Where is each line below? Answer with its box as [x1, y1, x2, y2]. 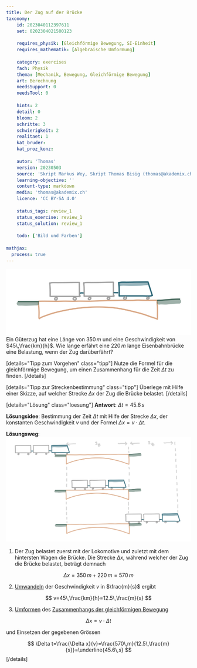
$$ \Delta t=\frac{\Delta [27, 640, 85, 647]
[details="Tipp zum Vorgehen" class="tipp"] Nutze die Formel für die [6, 360, 173, 367]
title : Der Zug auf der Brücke [6, 9, 83, 15]
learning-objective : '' [16, 177, 75, 183]
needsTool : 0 [16, 90, 49, 97]
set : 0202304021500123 [16, 28, 72, 34]
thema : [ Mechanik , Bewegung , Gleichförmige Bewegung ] [16, 71, 151, 78]
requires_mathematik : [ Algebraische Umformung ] [16, 47, 135, 53]
